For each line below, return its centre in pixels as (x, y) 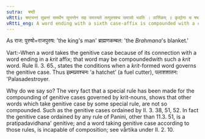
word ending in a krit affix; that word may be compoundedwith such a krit (99, 59)
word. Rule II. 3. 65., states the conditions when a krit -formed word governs (101, 66)
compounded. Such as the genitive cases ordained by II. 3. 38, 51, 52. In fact (103, 110)
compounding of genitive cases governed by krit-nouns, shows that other (99, 98)
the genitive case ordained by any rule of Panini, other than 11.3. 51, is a (96, 117)
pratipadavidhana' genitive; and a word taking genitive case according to (98, 123)
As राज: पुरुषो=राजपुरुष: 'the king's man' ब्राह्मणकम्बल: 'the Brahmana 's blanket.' (98, 41)
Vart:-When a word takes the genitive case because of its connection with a (102, 53)
